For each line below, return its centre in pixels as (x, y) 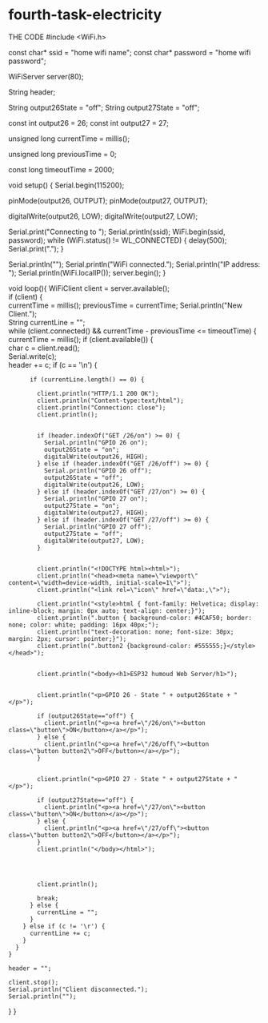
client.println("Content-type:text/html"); (110, 401)
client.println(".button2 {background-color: (114, 646)
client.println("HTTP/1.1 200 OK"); (98, 393)
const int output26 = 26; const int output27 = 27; (89, 123)
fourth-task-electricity (85, 15)
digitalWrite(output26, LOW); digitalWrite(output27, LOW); (103, 216)
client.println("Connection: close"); (102, 407)
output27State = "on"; (82, 505)
